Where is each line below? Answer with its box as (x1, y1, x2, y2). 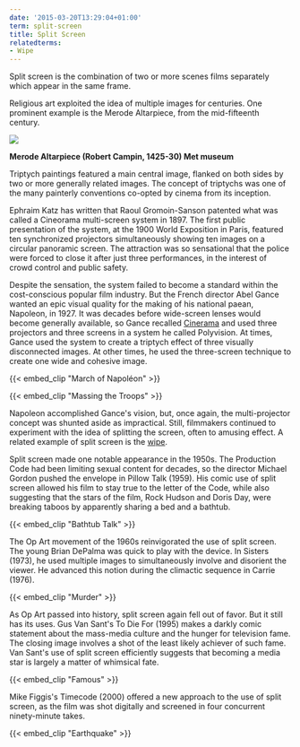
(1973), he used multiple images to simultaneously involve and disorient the (9, 555, 287, 566)
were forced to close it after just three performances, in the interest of (9, 253, 267, 264)
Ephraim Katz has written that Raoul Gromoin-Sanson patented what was (9, 205, 279, 216)
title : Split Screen (9, 30, 87, 39)
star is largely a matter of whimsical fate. (9, 656, 159, 668)
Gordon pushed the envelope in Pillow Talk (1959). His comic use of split (9, 473, 277, 484)
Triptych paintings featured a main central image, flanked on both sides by (9, 169, 284, 179)
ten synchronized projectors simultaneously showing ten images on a (9, 234, 266, 245)
